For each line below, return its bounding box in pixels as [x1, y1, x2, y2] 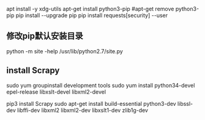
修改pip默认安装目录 [6, 31, 84, 42]
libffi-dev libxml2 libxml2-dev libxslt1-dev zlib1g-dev [17, 107, 149, 114]
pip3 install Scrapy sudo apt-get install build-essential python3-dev [6, 100, 176, 107]
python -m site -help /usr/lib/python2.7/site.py [6, 47, 124, 54]
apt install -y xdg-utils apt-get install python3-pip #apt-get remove [6, 6, 174, 12]
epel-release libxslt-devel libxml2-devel [6, 88, 106, 96]
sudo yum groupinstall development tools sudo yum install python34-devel [6, 81, 195, 89]
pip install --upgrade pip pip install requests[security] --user [15, 12, 168, 19]
